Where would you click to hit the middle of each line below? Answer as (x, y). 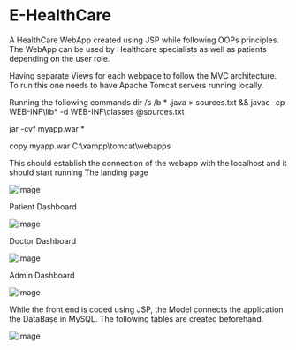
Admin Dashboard (42, 275)
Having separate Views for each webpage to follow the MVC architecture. (143, 75)
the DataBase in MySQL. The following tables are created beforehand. (137, 318)
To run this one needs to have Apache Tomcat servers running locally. (137, 85)
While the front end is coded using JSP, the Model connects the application (147, 309)
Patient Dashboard (43, 206)
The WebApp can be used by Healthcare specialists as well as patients (138, 49)
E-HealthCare (61, 15)
